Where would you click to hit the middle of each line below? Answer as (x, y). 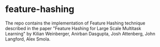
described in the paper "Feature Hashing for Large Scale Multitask (73, 28)
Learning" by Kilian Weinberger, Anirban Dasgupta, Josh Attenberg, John (80, 33)
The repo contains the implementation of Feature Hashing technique (75, 23)
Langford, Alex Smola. (28, 39)
